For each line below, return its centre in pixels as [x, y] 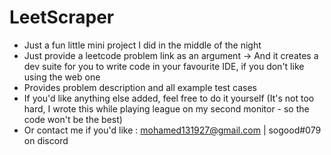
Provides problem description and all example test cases [140, 87]
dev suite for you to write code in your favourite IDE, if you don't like [164, 66]
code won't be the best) [73, 119]
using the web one [62, 77]
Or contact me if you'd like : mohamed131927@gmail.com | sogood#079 [172, 130]
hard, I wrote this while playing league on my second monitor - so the [166, 108]
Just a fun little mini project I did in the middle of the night [142, 45]
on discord [46, 140]
